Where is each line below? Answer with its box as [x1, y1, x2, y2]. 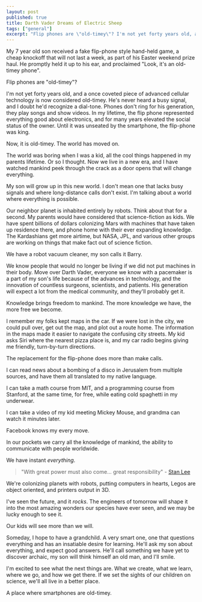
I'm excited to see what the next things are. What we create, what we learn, [6, 565, 193, 572]
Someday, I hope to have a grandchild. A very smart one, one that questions [6, 534, 195, 541]
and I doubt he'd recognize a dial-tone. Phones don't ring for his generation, [6, 103, 195, 110]
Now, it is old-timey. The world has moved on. [6, 140, 120, 147]
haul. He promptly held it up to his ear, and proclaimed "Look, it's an [6, 61, 175, 68]
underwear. [6, 398, 35, 405]
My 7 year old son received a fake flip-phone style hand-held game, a [6, 48, 179, 55]
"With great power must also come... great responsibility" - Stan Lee [20, 468, 191, 476]
